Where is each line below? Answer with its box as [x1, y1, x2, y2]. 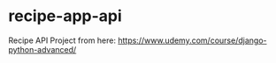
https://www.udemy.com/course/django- [118, 35, 267, 45]
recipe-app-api [8, 6, 123, 26]
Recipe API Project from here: [8, 35, 117, 45]
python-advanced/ [8, 44, 77, 54]
